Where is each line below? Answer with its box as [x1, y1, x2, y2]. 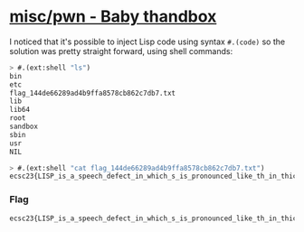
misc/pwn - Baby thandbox [9, 6, 217, 27]
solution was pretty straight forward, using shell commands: [9, 45, 233, 56]
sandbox [9, 122, 39, 132]
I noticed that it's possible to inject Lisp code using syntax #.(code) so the [9, 36, 286, 47]
